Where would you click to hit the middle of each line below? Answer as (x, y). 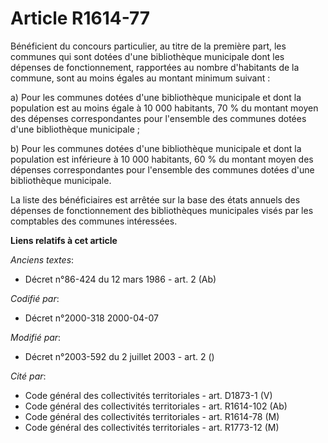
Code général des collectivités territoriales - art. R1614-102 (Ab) (156, 406)
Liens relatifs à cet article (64, 240)
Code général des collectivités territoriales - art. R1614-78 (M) (152, 416)
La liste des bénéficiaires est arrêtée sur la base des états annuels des (155, 199)
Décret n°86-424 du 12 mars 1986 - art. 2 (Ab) (120, 279)
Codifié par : (35, 298)
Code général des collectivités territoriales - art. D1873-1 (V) (148, 395)
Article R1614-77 (80, 18)
